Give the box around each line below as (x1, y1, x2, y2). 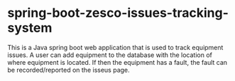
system (7, 20, 53, 36)
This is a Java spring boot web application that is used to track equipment (7, 43, 224, 51)
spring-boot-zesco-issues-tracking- (7, 5, 229, 21)
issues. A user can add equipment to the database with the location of (7, 51, 213, 59)
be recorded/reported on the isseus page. (7, 66, 130, 74)
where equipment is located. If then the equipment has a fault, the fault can (7, 58, 228, 66)
